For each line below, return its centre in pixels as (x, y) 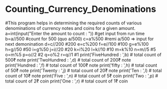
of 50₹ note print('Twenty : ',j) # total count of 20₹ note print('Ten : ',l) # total (83, 70)
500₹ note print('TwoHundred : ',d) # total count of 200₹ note (68, 60)
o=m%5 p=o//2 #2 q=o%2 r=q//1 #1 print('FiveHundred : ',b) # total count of (83, 54)
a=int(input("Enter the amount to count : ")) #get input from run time (75, 33)
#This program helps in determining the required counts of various (74, 23)
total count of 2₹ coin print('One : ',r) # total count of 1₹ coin (67, 81)
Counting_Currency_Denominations (81, 9)
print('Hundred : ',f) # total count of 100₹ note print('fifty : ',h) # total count (81, 65)
